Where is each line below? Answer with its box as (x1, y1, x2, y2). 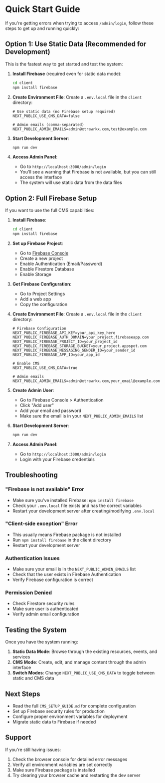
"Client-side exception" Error (5, 520, 78, 527)
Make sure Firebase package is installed (12, 766, 96, 773)
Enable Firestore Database (19, 266, 75, 272)
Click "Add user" (19, 402, 54, 408)
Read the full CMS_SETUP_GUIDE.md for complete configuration (12, 703, 136, 709)
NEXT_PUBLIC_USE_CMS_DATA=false (12, 113, 80, 118)
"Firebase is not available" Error (5, 486, 84, 493)
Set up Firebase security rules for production (12, 708, 105, 714)
